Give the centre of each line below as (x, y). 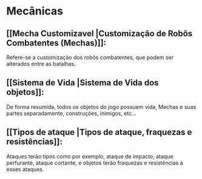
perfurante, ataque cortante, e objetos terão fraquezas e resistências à (95, 163)
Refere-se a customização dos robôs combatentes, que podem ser (90, 57)
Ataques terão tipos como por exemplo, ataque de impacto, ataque (90, 156)
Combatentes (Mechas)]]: (56, 43)
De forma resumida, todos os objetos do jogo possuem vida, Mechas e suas (101, 106)
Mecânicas (35, 11)
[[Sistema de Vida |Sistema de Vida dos (82, 83)
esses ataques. (25, 169)
